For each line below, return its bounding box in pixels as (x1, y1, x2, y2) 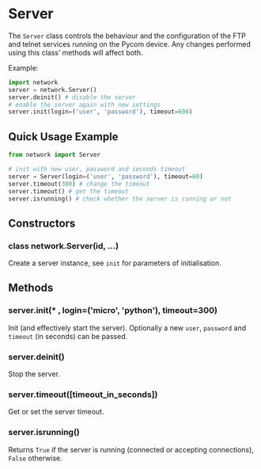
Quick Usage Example (8, 130, 119, 143)
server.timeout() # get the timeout (8, 187, 129, 195)
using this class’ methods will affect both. (8, 48, 143, 57)
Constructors (8, 216, 76, 230)
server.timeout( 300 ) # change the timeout (8, 180, 150, 188)
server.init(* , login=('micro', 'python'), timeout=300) (8, 305, 217, 316)
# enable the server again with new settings (8, 101, 161, 109)
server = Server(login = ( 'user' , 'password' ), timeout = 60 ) (8, 172, 203, 181)
